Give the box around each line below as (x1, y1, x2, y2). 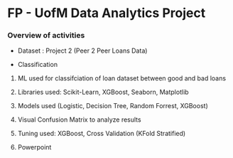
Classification (17, 60, 58, 69)
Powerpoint (17, 143, 52, 152)
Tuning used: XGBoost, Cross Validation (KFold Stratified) (17, 130, 186, 138)
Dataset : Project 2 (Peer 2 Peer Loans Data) (17, 46, 148, 55)
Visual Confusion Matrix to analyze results (17, 115, 141, 124)
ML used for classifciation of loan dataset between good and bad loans (17, 74, 226, 83)
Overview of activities (7, 31, 85, 41)
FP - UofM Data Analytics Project (7, 5, 206, 21)
